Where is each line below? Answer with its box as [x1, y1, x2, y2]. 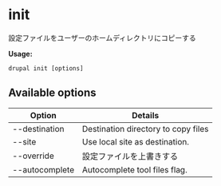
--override [12, 150, 54, 161]
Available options [8, 86, 97, 100]
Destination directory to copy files [82, 123, 209, 134]
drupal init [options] [8, 64, 84, 73]
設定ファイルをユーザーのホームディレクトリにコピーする [8, 33, 197, 42]
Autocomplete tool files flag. [82, 164, 187, 175]
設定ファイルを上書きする [82, 150, 179, 161]
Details [131, 109, 160, 121]
